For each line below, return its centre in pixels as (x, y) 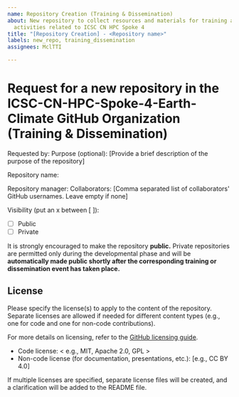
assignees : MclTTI (34, 47)
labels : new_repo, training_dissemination (71, 41)
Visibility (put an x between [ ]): (53, 210)
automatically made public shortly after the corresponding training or (112, 261)
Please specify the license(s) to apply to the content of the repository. (110, 308)
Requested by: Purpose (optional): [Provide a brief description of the (108, 153)
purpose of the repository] (46, 161)
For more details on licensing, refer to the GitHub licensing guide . (103, 337)
